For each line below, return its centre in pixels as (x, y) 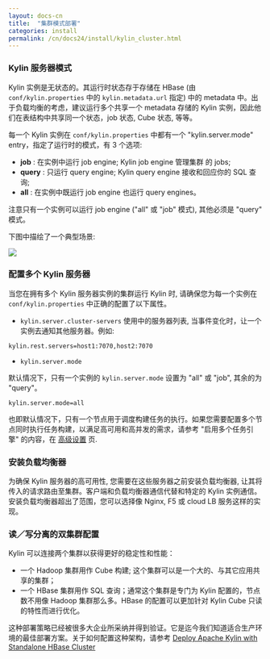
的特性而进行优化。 (52, 611)
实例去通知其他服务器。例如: (67, 331)
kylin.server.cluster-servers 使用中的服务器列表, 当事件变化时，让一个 (141, 320)
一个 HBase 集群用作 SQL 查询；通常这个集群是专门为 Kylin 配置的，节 (137, 590)
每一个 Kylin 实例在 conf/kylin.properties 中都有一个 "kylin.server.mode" (131, 135)
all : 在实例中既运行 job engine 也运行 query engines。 (110, 192)
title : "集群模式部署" (44, 23)
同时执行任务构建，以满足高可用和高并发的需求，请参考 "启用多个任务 (131, 429)
